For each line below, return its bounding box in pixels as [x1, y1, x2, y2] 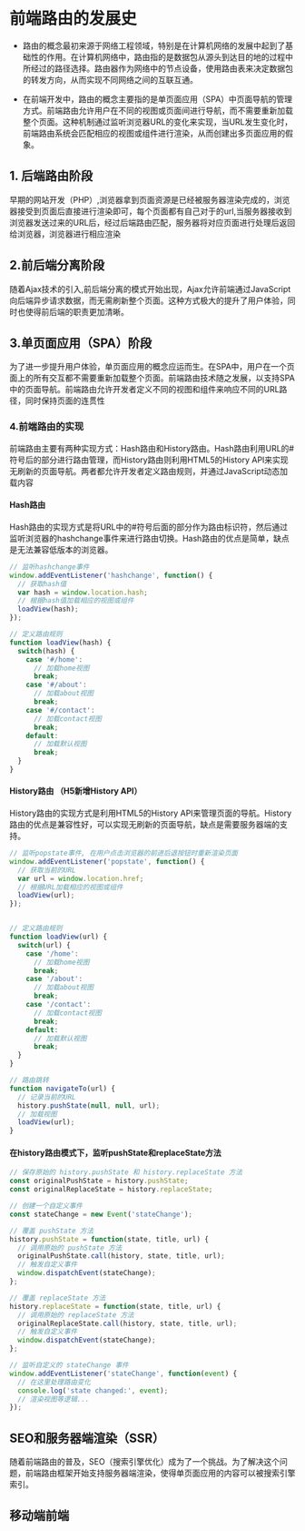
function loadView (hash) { [9, 638, 112, 647]
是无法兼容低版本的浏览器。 [9, 543, 113, 555]
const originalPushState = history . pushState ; [9, 1176, 189, 1186]
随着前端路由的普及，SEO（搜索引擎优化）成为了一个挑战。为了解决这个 [9, 1456, 280, 1467]
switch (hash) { [17, 646, 75, 655]
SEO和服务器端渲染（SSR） [9, 1430, 165, 1445]
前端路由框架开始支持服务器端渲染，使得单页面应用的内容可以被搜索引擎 [25, 1467, 296, 1479]
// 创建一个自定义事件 [9, 1201, 84, 1211]
